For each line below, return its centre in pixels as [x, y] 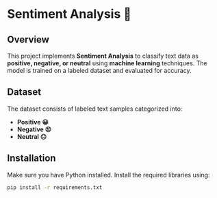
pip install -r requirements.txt [55, 187]
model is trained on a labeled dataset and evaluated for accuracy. [99, 70]
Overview [28, 40]
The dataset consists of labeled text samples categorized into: [95, 109]
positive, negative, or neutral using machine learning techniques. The [107, 63]
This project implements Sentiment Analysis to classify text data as [103, 56]
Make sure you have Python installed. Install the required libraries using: [108, 175]
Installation [31, 158]
